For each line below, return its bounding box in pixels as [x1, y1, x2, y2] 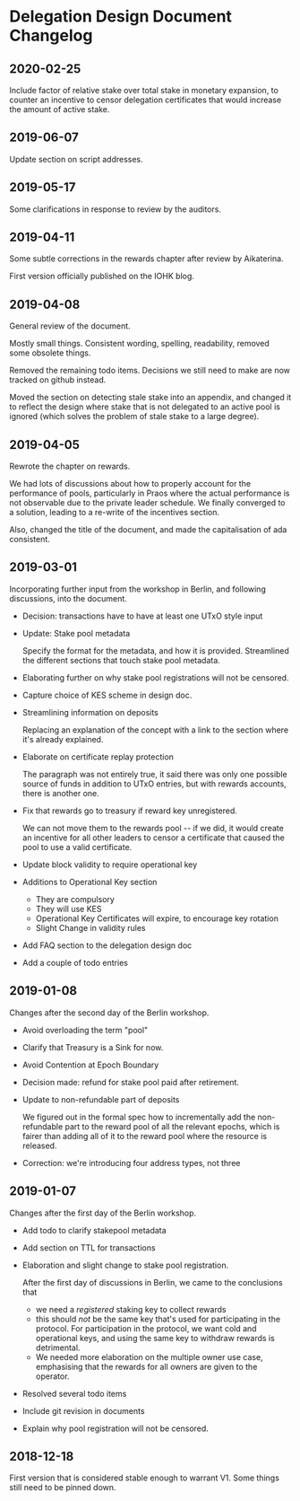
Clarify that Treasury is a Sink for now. [21, 1041, 164, 1052]
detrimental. [35, 1342, 81, 1353]
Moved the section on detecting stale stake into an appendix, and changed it [9, 392, 292, 403]
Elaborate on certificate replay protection [21, 751, 175, 762]
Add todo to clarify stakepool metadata [21, 1224, 167, 1235]
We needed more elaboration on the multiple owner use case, [35, 1351, 263, 1362]
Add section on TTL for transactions [21, 1242, 156, 1253]
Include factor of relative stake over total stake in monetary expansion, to [9, 85, 279, 95]
